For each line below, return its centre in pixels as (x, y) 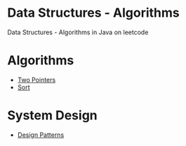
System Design (53, 116)
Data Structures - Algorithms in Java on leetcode (78, 32)
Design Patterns (41, 135)
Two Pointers (36, 80)
